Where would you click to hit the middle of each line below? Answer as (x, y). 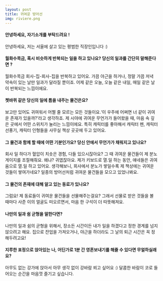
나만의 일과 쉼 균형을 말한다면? (34, 214)
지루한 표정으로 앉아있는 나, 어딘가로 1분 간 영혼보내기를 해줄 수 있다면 (71, 250)
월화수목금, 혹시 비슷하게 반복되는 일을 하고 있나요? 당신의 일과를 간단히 (72, 58)
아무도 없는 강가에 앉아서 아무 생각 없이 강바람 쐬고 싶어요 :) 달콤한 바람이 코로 (79, 267)
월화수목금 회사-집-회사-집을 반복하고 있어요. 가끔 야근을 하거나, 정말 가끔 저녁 (79, 76)
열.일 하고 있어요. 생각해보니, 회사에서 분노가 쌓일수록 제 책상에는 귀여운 (86, 166)
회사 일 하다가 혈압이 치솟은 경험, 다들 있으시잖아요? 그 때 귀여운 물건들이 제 (77, 154)
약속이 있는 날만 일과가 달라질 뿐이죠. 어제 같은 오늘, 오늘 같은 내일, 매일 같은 (77, 82)
